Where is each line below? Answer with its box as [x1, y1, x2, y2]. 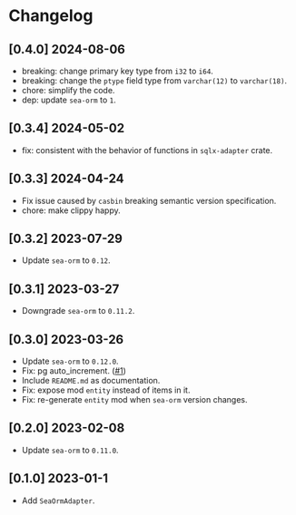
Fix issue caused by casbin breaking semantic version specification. [21, 195, 277, 206]
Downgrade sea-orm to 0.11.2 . [21, 306, 135, 316]
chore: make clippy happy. [21, 205, 121, 216]
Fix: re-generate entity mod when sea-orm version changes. [21, 394, 248, 405]
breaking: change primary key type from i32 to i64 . [21, 65, 214, 76]
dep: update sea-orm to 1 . [21, 94, 116, 105]
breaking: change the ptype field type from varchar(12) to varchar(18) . [21, 75, 288, 86]
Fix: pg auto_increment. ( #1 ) [21, 365, 126, 376]
